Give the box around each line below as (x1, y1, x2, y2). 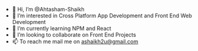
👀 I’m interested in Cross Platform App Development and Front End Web (12, 12, 193, 19)
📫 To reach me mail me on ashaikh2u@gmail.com (12, 38, 138, 45)
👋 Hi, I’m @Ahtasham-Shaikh (12, 6, 85, 13)
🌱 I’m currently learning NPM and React (12, 25, 111, 32)
